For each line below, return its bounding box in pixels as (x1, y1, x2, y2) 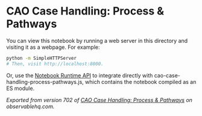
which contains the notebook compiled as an (85, 78, 197, 85)
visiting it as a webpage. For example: (6, 43, 101, 51)
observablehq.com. (6, 103, 55, 110)
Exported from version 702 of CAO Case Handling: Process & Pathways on (6, 96, 193, 103)
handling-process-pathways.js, (6, 78, 84, 85)
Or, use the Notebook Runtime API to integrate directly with (6, 71, 153, 79)
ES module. (6, 85, 35, 92)
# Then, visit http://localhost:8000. (6, 60, 104, 67)
